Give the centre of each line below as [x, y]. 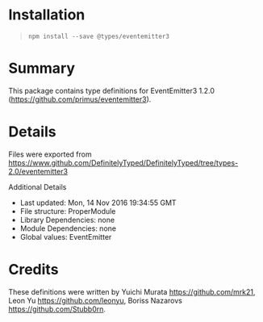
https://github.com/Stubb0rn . [57, 309]
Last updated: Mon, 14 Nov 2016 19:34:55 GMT [98, 203]
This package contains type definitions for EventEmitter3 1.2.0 [112, 90]
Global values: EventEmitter [66, 236]
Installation [47, 15]
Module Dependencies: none [68, 228]
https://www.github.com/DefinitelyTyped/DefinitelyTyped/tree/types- [123, 162]
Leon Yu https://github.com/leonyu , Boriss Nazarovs [96, 300]
